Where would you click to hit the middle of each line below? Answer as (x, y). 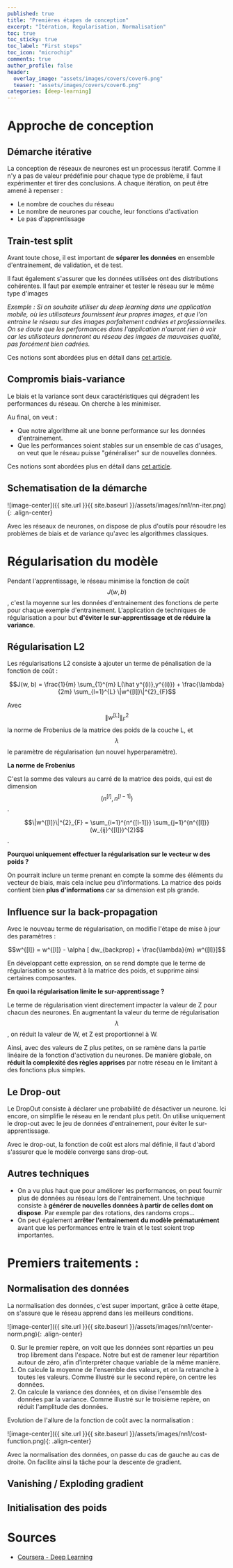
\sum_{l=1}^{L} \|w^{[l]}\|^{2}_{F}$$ (125, 692)
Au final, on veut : (32, 417)
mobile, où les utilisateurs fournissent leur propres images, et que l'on (107, 314)
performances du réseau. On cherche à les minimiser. (84, 403)
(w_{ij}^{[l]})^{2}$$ (117, 830)
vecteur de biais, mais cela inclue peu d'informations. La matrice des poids (114, 883)
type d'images (28, 293)
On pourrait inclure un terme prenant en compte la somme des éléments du (115, 875)
